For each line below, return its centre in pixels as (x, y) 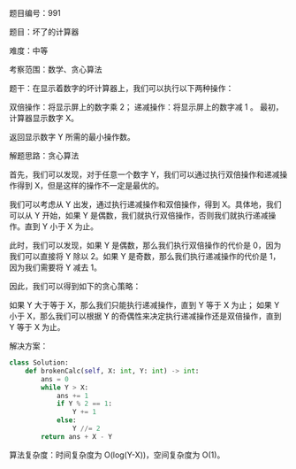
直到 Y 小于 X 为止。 (61, 227)
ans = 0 (55, 379)
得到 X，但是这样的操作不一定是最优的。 (90, 185)
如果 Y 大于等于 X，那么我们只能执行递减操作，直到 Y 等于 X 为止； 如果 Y (144, 305)
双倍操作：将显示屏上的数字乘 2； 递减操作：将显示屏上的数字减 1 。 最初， (146, 107)
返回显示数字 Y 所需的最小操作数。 (72, 137)
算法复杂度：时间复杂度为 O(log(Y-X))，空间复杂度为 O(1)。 (117, 455)
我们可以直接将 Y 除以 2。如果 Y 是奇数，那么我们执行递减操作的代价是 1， (145, 256)
